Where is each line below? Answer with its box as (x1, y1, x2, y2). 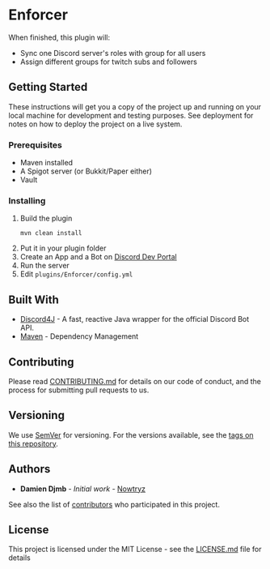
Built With (8, 293, 59, 306)
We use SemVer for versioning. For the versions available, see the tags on (8, 430, 254, 439)
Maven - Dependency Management (19, 332, 139, 341)
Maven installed (19, 158, 74, 168)
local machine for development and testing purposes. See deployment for (8, 110, 254, 120)
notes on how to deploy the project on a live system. (8, 119, 183, 129)
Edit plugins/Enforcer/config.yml (19, 269, 133, 279)
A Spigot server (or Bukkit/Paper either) (19, 166, 152, 176)
